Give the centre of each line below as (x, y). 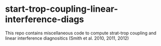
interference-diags (45, 19)
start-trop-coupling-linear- (62, 9)
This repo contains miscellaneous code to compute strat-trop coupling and (81, 33)
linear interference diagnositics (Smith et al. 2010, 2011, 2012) (67, 38)
